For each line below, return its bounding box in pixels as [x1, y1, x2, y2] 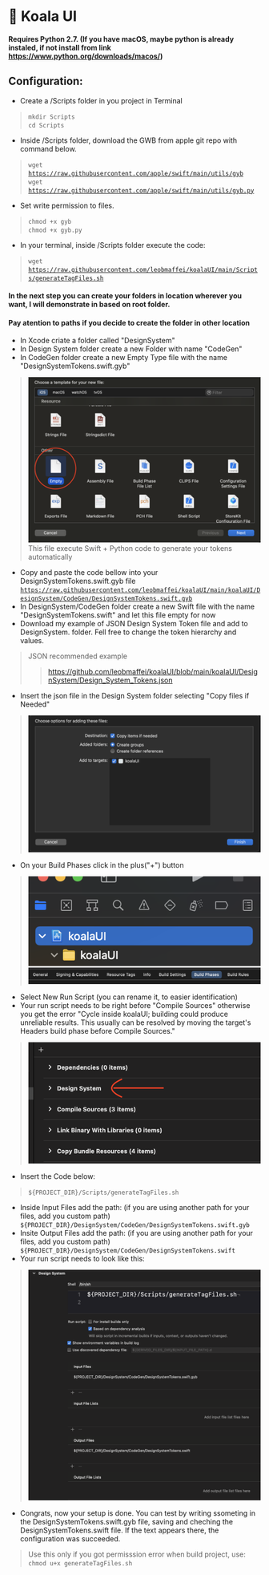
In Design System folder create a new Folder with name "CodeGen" [19, 344, 243, 354]
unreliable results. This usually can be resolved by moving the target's [19, 1018, 251, 1027]
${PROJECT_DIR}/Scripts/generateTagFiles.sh [27, 1188, 179, 1196]
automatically [27, 553, 73, 562]
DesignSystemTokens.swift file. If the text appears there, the [19, 1525, 219, 1535]
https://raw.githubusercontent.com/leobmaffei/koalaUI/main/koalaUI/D [19, 586, 261, 594]
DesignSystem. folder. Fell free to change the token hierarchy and [19, 627, 237, 637]
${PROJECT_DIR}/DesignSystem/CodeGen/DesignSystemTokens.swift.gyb [19, 1221, 250, 1229]
